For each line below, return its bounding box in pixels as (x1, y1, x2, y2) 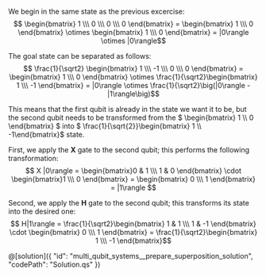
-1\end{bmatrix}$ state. (8, 130, 85, 139)
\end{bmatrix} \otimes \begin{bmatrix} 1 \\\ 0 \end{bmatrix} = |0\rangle (17, 28, 249, 37)
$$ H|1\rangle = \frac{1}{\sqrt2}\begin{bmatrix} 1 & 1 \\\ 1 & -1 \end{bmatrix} (10, 219, 256, 229)
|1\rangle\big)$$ (106, 89, 160, 98)
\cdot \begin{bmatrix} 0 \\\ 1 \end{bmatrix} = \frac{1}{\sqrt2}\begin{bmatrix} (9, 228, 258, 237)
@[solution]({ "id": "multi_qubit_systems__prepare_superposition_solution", (8, 252, 253, 260)
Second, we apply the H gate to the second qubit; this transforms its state (8, 198, 250, 207)
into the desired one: (8, 206, 76, 216)
